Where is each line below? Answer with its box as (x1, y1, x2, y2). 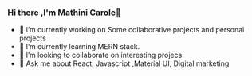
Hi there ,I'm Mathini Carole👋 (7, 7, 121, 18)
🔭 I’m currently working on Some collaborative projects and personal (18, 25, 245, 35)
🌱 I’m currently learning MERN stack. (18, 42, 140, 51)
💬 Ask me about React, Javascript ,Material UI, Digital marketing (18, 59, 230, 68)
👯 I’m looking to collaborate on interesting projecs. (18, 51, 184, 60)
